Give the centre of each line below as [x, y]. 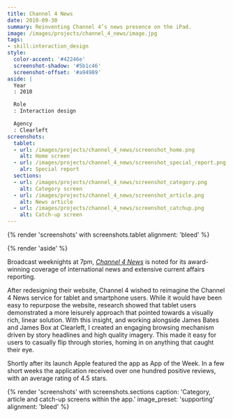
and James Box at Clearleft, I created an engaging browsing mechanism [111, 327]
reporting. [22, 277]
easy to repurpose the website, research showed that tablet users [102, 305]
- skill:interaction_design [48, 46]
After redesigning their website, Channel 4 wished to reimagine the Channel [116, 290]
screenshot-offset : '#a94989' [57, 72]
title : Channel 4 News [40, 14]
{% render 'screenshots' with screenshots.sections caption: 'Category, [109, 392]
